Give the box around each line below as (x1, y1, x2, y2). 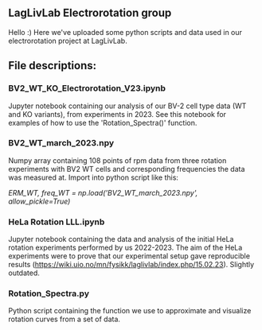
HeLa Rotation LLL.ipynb (8, 216, 105, 227)
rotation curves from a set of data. (8, 314, 121, 324)
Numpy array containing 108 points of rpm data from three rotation (8, 155, 227, 165)
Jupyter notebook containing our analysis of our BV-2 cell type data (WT (8, 101, 247, 111)
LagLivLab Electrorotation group (8, 6, 172, 20)
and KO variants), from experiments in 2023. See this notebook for (8, 109, 227, 118)
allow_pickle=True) (8, 196, 71, 206)
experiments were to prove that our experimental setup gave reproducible (8, 251, 251, 261)
